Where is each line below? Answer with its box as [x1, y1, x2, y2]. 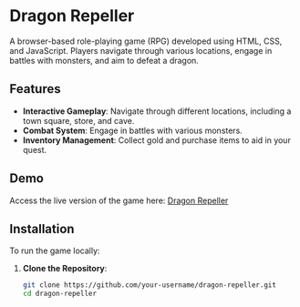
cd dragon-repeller [22, 289, 98, 299]
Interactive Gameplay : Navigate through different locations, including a [22, 106, 292, 117]
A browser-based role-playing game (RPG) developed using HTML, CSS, [9, 36, 283, 46]
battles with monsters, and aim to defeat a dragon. [9, 55, 199, 66]
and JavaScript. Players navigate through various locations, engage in [9, 45, 273, 56]
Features [9, 81, 61, 97]
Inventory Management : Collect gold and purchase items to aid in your [22, 134, 292, 146]
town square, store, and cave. [22, 115, 135, 126]
